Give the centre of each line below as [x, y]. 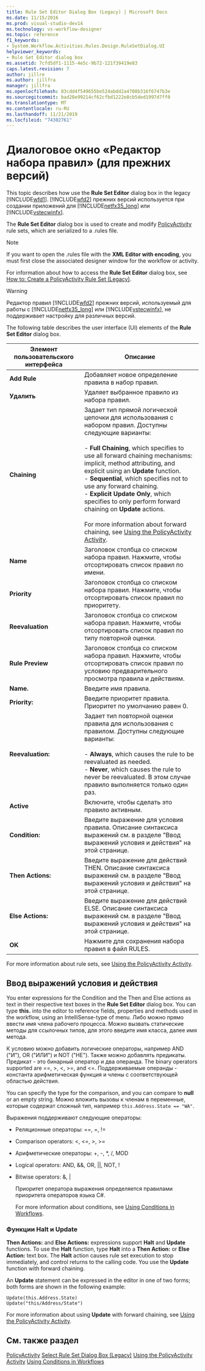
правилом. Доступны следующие [134, 732]
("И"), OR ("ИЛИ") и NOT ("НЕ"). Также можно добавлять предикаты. [96, 1055]
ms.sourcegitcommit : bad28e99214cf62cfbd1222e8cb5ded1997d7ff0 [88, 97]
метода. [17, 1037]
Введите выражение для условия [134, 820]
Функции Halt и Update [42, 1229]
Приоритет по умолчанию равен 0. [136, 706]
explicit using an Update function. [133, 471]
